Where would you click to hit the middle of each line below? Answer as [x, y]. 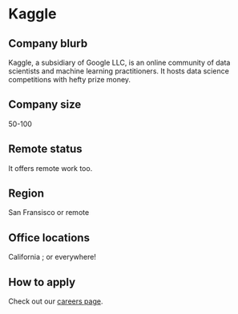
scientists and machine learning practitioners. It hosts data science [119, 71]
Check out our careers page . [56, 301]
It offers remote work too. [50, 168]
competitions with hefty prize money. [69, 79]
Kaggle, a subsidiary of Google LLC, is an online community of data [119, 62]
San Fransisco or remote [49, 213]
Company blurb [48, 44]
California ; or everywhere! [52, 257]
